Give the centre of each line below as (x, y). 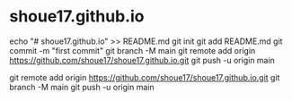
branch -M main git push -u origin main (82, 87)
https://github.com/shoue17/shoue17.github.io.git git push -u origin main (142, 60)
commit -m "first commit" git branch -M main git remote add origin (133, 50)
